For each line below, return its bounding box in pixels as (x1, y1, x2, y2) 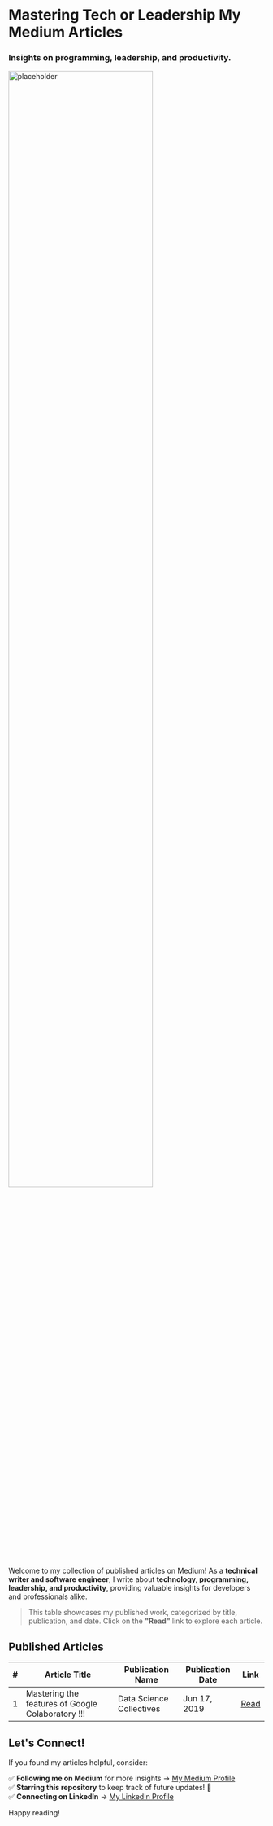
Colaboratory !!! (25, 1708, 85, 1719)
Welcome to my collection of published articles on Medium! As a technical (8, 1565, 258, 1576)
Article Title (44, 1669, 92, 1680)
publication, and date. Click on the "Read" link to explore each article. (28, 1616, 263, 1626)
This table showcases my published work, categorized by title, (28, 1608, 238, 1618)
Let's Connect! (8, 1736, 85, 1749)
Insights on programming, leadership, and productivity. (8, 52, 232, 63)
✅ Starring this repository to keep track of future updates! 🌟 (8, 1783, 212, 1793)
